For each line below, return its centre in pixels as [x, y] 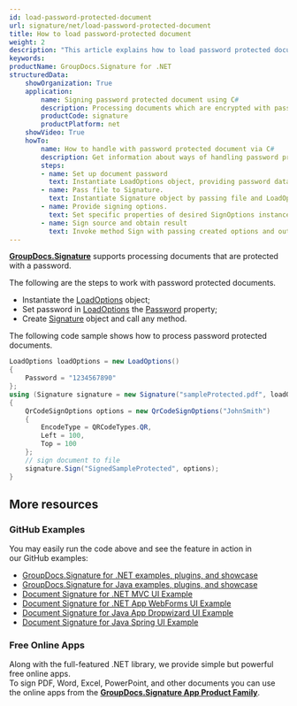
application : [49, 91]
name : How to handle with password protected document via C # [158, 149]
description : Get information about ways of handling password [160, 157]
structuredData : [39, 75]
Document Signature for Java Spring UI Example [110, 622]
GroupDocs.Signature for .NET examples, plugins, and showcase [140, 575]
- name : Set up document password [104, 173]
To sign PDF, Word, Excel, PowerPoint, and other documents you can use [142, 683]
